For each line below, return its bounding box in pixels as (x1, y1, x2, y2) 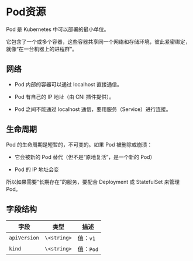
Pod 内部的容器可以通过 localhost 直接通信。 (14, 81, 123, 88)
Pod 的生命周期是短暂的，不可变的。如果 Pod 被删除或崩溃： (6, 141, 153, 148)
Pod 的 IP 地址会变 (14, 166, 60, 173)
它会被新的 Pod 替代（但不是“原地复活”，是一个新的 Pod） (14, 153, 156, 161)
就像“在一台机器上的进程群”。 (6, 45, 78, 53)
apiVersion (9, 235, 39, 241)
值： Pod (77, 245, 99, 253)
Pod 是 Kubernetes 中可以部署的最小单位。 (6, 26, 109, 33)
